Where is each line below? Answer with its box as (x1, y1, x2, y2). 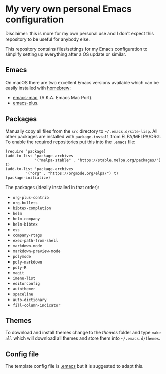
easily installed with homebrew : (5, 85, 71, 91)
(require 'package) (5, 148, 46, 154)
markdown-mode (12, 243, 42, 248)
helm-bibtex (12, 221, 38, 227)
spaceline (12, 292, 34, 297)
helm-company (12, 216, 40, 221)
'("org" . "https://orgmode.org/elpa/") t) (25, 171, 119, 176)
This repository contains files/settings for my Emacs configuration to (5, 46, 148, 52)
